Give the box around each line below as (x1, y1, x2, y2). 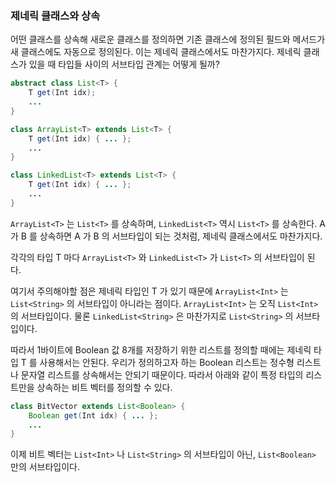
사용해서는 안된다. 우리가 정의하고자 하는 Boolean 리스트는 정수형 (39, 356, 295, 368)
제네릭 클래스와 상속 (10, 8, 101, 22)
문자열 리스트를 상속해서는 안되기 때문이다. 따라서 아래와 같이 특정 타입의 (20, 368, 304, 381)
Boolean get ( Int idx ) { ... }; (28, 410, 159, 421)
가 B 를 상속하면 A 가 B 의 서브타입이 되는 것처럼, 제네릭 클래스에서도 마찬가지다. (10, 230, 323, 242)
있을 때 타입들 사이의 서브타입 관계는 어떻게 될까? (28, 58, 220, 71)
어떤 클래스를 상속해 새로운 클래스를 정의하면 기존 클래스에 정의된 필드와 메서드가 (10, 33, 326, 46)
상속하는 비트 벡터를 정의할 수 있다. (36, 381, 173, 393)
